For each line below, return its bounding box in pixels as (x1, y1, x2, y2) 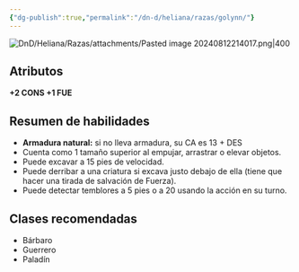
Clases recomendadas (9, 211, 137, 226)
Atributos (9, 64, 64, 79)
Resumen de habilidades (9, 113, 150, 128)
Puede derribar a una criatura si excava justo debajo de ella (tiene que (22, 166, 283, 177)
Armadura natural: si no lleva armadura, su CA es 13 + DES (22, 137, 242, 148)
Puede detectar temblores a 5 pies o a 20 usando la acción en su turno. (22, 185, 287, 196)
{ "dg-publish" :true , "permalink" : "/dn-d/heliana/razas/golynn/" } (9, 13, 255, 22)
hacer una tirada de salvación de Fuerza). (22, 176, 177, 187)
